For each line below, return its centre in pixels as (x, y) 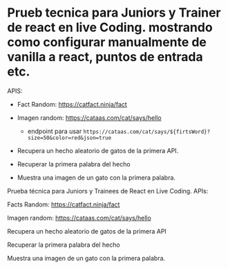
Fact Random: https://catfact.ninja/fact (72, 104)
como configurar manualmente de (107, 42)
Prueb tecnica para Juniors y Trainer (114, 13)
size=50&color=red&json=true (69, 138)
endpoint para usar (55, 131)
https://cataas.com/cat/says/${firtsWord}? (147, 132)
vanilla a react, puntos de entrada (105, 57)
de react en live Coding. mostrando (110, 27)
